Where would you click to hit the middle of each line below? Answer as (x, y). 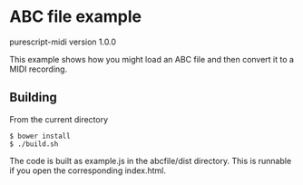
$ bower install (40, 136)
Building (33, 97)
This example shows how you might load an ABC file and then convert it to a (152, 59)
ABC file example (76, 17)
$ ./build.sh (34, 144)
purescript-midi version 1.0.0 (63, 42)
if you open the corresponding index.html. (88, 170)
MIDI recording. (39, 69)
